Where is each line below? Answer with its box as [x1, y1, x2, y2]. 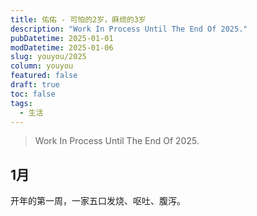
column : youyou [10, 61, 74, 71]
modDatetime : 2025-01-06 [10, 42, 114, 53]
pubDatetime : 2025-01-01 [10, 33, 114, 43]
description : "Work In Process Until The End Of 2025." [10, 24, 248, 34]
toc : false [10, 89, 56, 99]
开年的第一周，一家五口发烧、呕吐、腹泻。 [10, 195, 186, 207]
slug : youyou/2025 [10, 52, 87, 62]
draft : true [10, 80, 60, 90]
